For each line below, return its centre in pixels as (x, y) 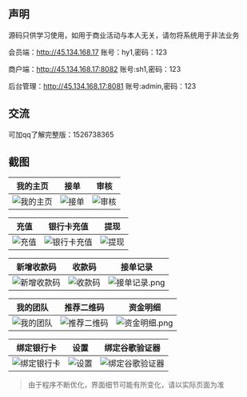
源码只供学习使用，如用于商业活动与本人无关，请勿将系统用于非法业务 (124, 35)
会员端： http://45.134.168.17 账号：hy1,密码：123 (88, 52)
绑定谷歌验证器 (133, 348)
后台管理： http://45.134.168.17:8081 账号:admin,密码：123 (102, 85)
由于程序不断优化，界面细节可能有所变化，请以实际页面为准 (126, 385)
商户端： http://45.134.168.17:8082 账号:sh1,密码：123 (95, 69)
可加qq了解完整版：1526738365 (61, 134)
